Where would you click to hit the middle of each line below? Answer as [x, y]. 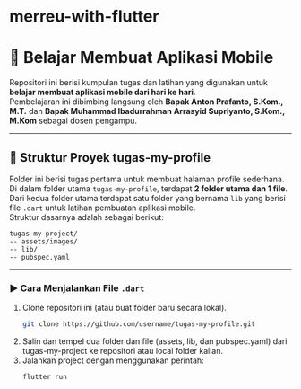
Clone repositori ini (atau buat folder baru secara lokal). [124, 308]
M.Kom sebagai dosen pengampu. [73, 121]
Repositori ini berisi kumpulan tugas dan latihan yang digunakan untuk [139, 83]
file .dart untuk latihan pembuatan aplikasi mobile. [103, 208]
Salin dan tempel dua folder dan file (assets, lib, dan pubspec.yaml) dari [155, 341]
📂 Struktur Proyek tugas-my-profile [110, 158]
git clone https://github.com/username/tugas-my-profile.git [139, 324]
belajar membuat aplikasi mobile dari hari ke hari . [103, 93]
